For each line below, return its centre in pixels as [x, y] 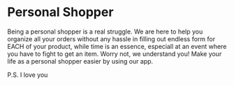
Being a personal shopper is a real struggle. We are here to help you [105, 31]
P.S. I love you [28, 75]
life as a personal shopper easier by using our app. [80, 61]
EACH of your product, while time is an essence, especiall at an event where [117, 46]
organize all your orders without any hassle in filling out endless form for [111, 38]
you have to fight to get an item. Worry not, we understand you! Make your [115, 54]
